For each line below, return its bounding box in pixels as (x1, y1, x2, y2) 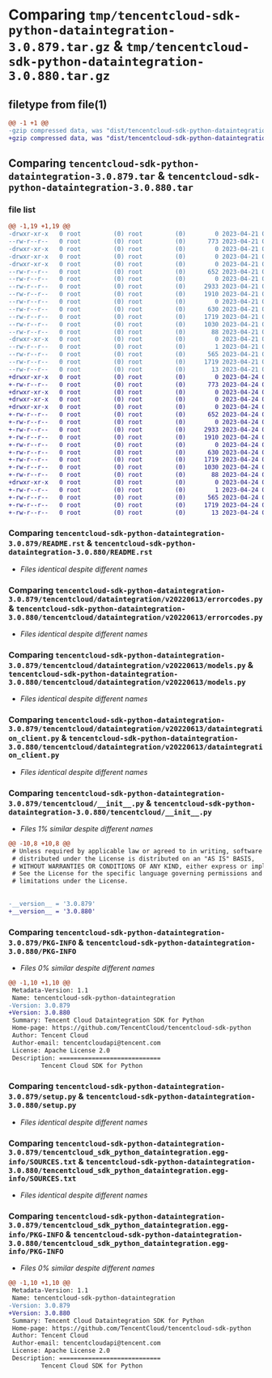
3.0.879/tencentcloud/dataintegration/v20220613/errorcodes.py (8, 594, 263, 604)
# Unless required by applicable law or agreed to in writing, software (11, 847, 263, 855)
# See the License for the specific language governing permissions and (11, 870, 263, 878)
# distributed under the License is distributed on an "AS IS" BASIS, (11, 854, 255, 863)
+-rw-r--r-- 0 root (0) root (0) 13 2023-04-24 (8, 508, 259, 517)
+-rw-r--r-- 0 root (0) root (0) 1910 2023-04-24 (8, 433, 259, 441)
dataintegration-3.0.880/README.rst (8, 548, 153, 557)
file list (8, 204, 36, 215)
